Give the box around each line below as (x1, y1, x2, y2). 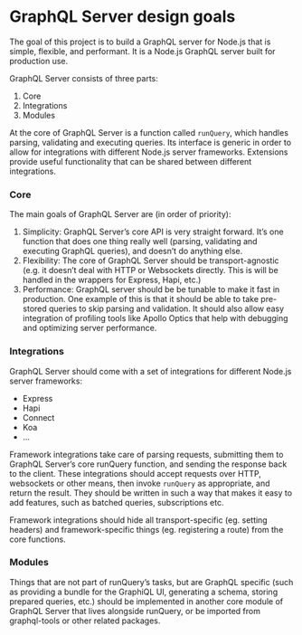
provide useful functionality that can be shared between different (9, 156, 252, 166)
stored (22, 303, 47, 314)
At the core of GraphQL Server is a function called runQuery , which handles (9, 127, 289, 137)
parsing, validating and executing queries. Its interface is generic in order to (9, 137, 292, 147)
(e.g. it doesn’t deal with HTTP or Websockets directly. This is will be (22, 265, 278, 276)
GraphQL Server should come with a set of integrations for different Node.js (9, 365, 292, 376)
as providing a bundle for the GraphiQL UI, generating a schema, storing (9, 586, 278, 597)
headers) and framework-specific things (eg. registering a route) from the (9, 524, 284, 535)
